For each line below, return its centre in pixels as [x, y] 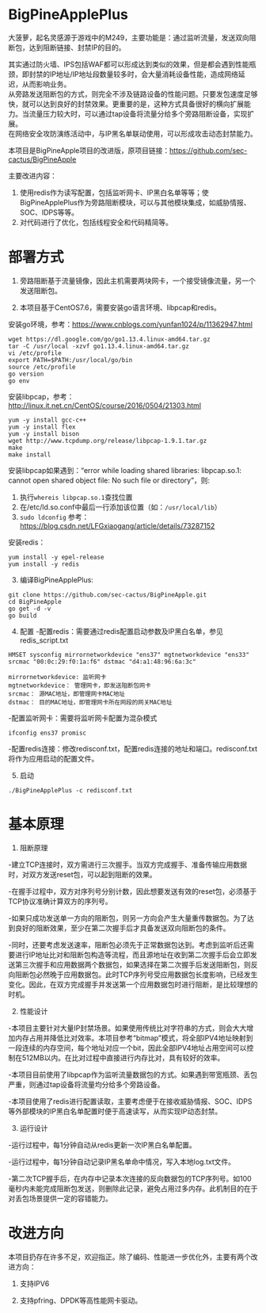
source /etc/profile [42, 367]
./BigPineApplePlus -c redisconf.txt [70, 790]
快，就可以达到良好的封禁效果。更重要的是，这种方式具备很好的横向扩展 [126, 104]
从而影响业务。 [46, 84]
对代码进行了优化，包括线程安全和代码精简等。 [96, 222]
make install [30, 454]
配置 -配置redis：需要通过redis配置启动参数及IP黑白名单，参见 [121, 631]
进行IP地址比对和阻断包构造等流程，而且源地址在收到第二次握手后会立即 [133, 954]
